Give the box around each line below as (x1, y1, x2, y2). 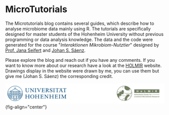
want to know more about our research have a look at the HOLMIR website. (5, 62, 162, 68)
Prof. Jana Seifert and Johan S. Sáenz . (5, 47, 86, 53)
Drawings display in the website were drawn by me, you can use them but (5, 67, 159, 74)
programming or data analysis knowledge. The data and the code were (5, 36, 153, 43)
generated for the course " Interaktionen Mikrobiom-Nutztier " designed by (5, 42, 159, 48)
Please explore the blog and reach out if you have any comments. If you (5, 57, 155, 63)
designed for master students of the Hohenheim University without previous (5, 31, 164, 37)
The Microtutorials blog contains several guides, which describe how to (5, 20, 154, 26)
